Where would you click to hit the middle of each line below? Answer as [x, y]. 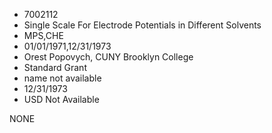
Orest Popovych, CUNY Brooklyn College [108, 57]
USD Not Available [61, 99]
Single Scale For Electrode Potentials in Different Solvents [142, 25]
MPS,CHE [43, 35]
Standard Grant [55, 67]
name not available [62, 78]
